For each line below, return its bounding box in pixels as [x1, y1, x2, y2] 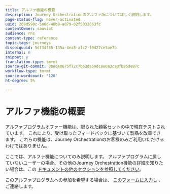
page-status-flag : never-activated [5, 17, 81, 22]
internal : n [5, 50, 30, 55]
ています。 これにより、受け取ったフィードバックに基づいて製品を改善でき [5, 130, 161, 136]
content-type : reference [5, 36, 58, 41]
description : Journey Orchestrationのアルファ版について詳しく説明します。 [5, 12, 154, 17]
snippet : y [5, 54, 28, 60]
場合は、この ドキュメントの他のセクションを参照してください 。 [9, 166, 145, 172]
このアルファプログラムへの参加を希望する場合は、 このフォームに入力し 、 [5, 177, 163, 183]
